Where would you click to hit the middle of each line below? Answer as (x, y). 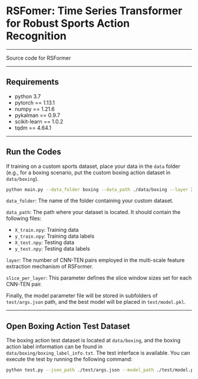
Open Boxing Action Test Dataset (68, 326)
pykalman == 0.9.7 (37, 115)
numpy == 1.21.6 (34, 109)
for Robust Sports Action (68, 23)
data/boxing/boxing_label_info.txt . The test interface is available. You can (98, 353)
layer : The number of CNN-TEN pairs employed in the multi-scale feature (95, 260)
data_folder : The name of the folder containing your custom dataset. (90, 201)
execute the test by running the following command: (69, 359)
